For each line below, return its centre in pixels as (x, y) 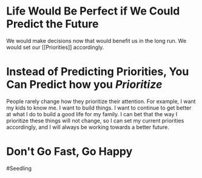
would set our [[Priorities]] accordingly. (55, 47)
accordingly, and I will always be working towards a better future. (88, 127)
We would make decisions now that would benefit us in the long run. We (96, 41)
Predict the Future (52, 24)
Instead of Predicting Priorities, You (98, 72)
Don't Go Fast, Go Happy (69, 152)
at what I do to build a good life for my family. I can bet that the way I (92, 114)
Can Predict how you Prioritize (84, 84)
